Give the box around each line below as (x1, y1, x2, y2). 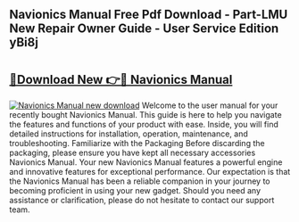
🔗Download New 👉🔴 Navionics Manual (9, 71, 233, 87)
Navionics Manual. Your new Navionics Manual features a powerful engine (9, 157, 283, 168)
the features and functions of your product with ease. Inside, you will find (9, 119, 279, 129)
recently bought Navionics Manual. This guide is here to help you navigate (9, 110, 283, 119)
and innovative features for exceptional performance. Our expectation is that (9, 167, 291, 177)
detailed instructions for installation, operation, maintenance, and (9, 128, 248, 139)
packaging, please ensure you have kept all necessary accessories (9, 147, 256, 158)
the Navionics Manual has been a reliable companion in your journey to (9, 176, 270, 186)
